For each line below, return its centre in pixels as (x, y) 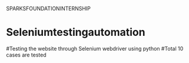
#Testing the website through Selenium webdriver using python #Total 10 (95, 48)
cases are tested (26, 55)
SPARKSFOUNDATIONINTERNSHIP (49, 9)
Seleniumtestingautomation (76, 32)
